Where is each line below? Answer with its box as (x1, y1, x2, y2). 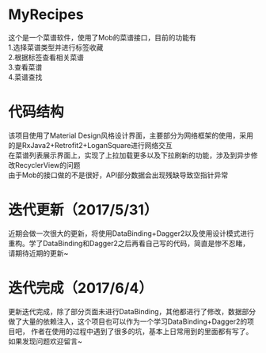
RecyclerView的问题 (14, 160, 81, 169)
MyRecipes (8, 6, 85, 24)
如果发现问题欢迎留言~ (8, 336, 83, 346)
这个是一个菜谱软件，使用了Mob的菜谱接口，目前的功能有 (8, 32, 196, 42)
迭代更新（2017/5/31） (8, 201, 158, 219)
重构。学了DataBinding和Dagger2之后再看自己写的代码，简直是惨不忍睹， (8, 238, 250, 248)
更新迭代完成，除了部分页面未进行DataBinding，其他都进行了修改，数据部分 (8, 306, 256, 316)
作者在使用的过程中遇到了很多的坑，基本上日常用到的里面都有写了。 (30, 326, 253, 336)
